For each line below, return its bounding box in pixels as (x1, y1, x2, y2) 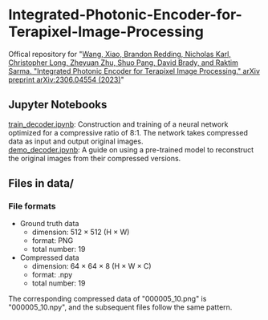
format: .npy (31, 270, 73, 280)
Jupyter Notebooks (8, 98, 108, 111)
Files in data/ (8, 176, 75, 190)
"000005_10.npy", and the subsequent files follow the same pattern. (8, 302, 233, 312)
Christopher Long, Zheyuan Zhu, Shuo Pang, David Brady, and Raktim (8, 58, 238, 67)
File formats (8, 201, 56, 212)
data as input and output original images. (8, 136, 144, 146)
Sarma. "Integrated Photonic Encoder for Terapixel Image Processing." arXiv (8, 66, 261, 75)
